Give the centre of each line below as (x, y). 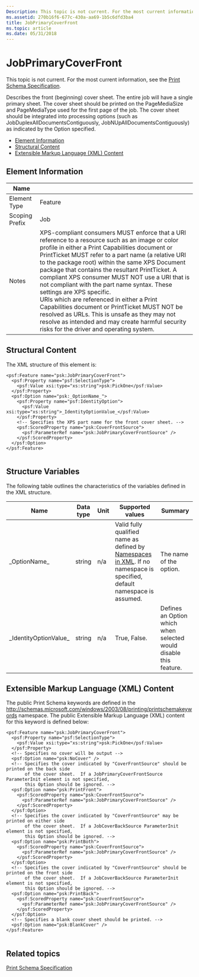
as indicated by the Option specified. (51, 129)
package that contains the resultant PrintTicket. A (108, 270)
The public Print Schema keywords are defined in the (71, 703)
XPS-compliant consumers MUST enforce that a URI (113, 232)
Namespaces (134, 554)
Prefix (17, 223)
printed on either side (36, 821)
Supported (135, 507)
